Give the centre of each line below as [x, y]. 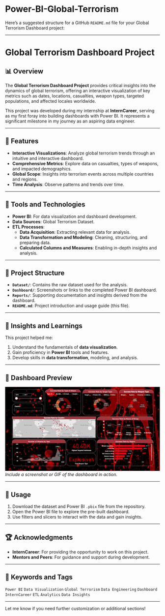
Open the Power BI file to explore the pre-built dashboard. [71, 511]
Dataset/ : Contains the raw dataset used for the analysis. [70, 285]
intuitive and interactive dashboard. [48, 158]
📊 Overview [24, 71]
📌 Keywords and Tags [39, 577]
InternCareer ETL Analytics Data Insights [48, 595]
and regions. [25, 179]
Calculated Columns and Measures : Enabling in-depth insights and [88, 247]
